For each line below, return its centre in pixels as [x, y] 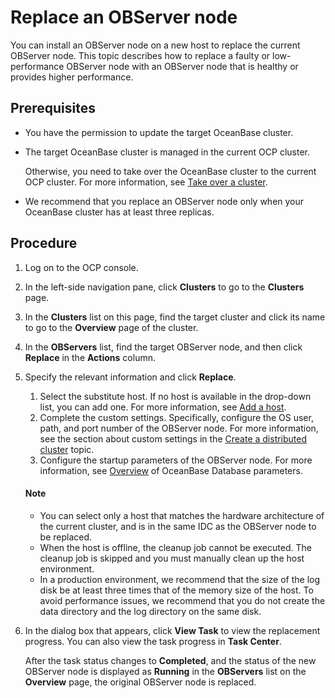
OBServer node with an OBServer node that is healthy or [182, 66]
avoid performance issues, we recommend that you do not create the [182, 600]
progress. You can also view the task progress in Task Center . [153, 641]
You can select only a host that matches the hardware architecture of [182, 515]
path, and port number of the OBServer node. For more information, [179, 428]
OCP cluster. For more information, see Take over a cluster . [146, 182]
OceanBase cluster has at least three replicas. [119, 212]
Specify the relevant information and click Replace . [130, 377]
